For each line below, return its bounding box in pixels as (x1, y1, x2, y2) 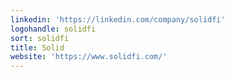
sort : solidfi (10, 33, 70, 43)
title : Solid (10, 42, 65, 53)
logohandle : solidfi (10, 24, 97, 34)
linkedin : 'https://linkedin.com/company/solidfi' (10, 14, 226, 25)
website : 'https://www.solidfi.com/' (10, 52, 168, 62)
